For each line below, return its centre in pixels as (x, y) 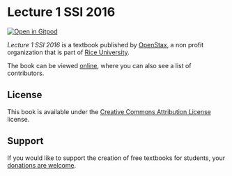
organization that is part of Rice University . (69, 52)
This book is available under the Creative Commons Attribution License (109, 111)
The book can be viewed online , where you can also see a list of (99, 65)
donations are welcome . (42, 165)
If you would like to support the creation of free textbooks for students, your (116, 158)
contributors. (26, 73)
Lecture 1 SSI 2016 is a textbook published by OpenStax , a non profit (106, 45)
